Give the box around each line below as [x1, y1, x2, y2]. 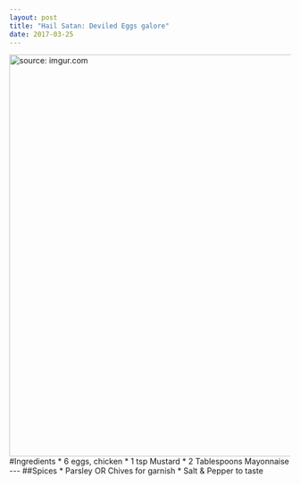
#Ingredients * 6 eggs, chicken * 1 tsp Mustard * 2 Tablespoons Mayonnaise [9, 456, 290, 467]
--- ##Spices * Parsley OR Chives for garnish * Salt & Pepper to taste [9, 465, 263, 476]
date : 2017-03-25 [9, 29, 74, 38]
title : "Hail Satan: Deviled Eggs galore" [9, 21, 170, 30]
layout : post [9, 13, 58, 22]
